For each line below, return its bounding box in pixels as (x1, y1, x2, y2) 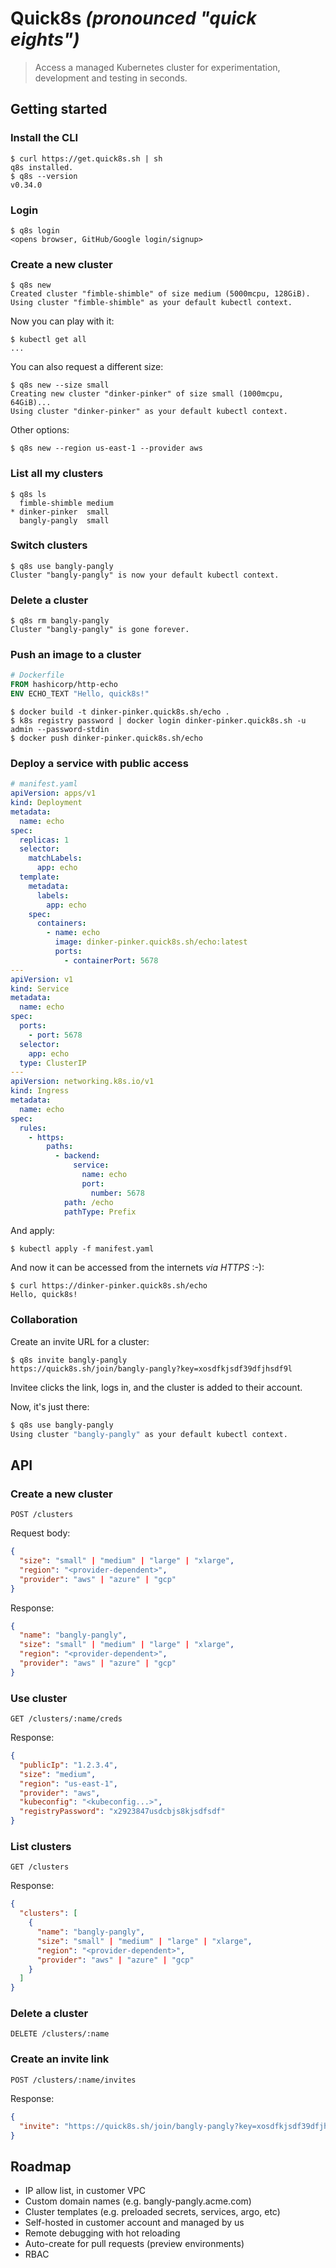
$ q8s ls (10, 489, 47, 499)
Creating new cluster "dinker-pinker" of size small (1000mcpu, (10, 389, 284, 399)
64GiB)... (10, 398, 52, 408)
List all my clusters (10, 467, 104, 481)
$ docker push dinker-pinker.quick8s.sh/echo (10, 733, 203, 744)
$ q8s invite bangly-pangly (10, 1355, 128, 1365)
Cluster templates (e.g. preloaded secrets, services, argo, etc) (24, 2206, 281, 2218)
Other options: (10, 424, 70, 436)
